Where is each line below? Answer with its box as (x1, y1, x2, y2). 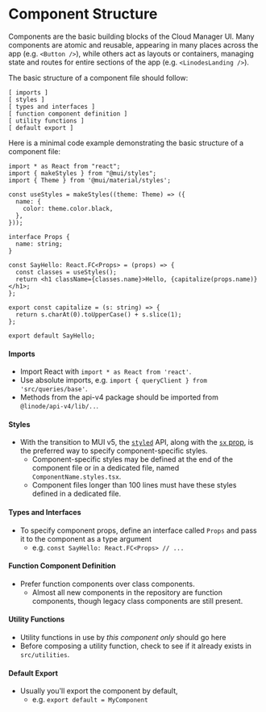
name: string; (15, 240, 63, 248)
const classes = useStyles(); (15, 268, 117, 276)
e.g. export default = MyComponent (31, 695, 148, 705)
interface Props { (8, 232, 70, 241)
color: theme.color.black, (23, 204, 114, 212)
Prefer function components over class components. (19, 579, 195, 588)
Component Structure (8, 5, 158, 23)
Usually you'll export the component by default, (19, 686, 179, 696)
